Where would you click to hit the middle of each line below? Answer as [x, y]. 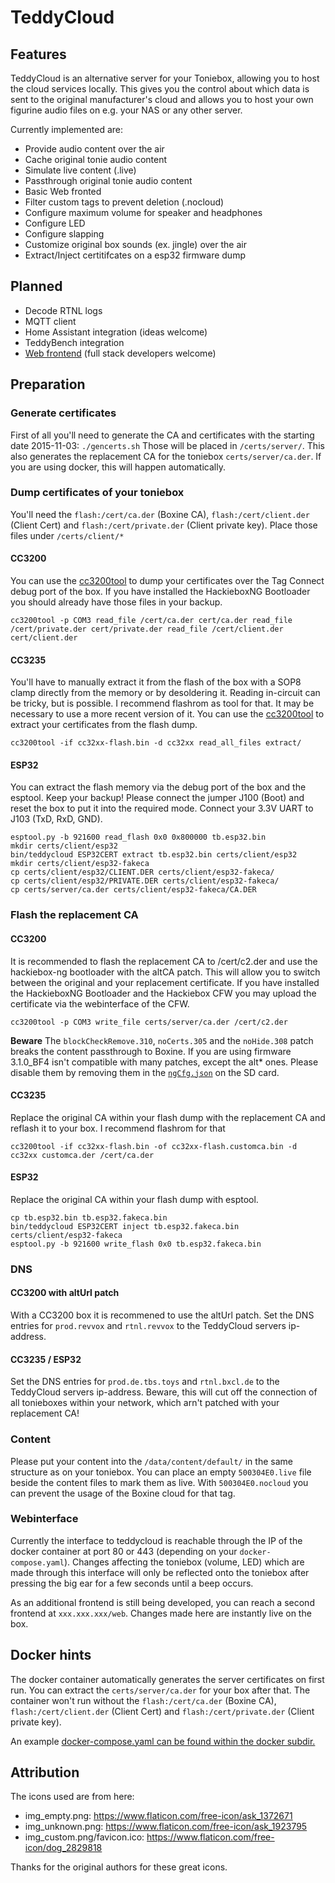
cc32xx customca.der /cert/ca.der [82, 1155]
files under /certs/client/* [67, 535]
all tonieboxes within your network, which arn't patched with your [145, 1403]
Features [38, 54]
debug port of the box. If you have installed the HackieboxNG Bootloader [160, 591]
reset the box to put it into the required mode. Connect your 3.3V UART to [162, 808]
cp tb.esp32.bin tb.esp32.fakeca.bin [89, 1217]
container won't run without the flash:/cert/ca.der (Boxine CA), [143, 1700]
